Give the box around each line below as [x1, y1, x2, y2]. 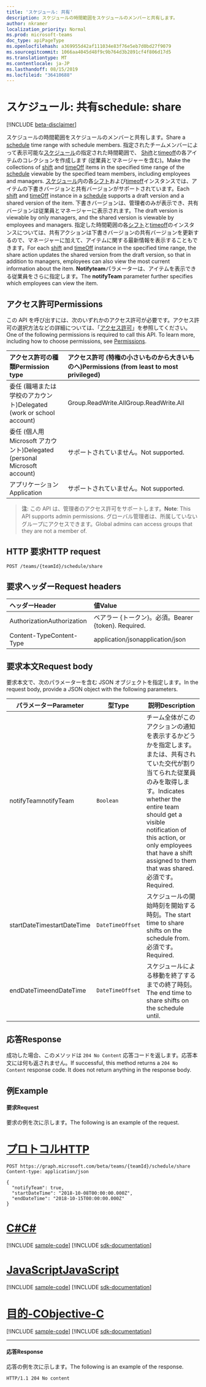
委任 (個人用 [9, 428, 45, 436]
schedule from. [146, 934, 190, 943]
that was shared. [146, 864, 194, 873]
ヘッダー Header [9, 601, 56, 610]
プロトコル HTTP [6, 1142, 90, 1157]
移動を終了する [152, 972, 196, 980]
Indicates [158, 787, 185, 796]
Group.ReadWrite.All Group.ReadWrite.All [67, 399, 185, 407]
